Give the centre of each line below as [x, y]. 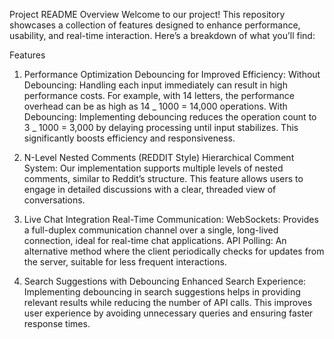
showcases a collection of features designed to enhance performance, [155, 25]
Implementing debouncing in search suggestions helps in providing [162, 292]
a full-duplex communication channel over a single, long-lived [151, 230]
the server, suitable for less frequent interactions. [125, 262]
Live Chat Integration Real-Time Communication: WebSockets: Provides [171, 219]
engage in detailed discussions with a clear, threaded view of [150, 189]
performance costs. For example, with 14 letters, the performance [159, 95]
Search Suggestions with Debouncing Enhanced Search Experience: [165, 281]
